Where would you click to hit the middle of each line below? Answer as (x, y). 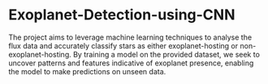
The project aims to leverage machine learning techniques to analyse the (130, 37)
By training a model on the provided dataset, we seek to (166, 54)
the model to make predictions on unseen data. (87, 71)
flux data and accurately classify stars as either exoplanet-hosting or (123, 45)
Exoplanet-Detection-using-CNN (122, 15)
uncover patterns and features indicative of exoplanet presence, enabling (131, 63)
